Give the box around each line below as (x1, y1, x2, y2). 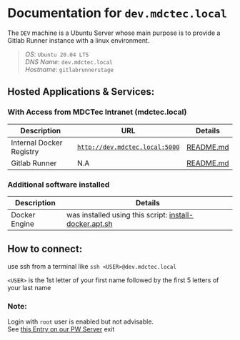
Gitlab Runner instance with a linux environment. (7, 36, 150, 44)
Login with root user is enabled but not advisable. (7, 317, 154, 326)
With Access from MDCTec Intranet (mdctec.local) (7, 107, 187, 117)
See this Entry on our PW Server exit (7, 325, 115, 334)
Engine (11, 219, 34, 229)
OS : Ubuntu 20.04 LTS (24, 50, 89, 58)
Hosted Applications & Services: (7, 86, 155, 98)
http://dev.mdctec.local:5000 (77, 143, 180, 151)
